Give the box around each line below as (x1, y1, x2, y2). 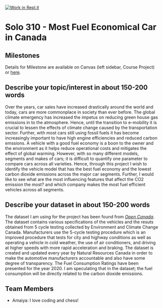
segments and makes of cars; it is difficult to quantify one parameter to (5, 156, 148, 162)
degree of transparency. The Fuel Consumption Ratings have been (5, 260, 139, 266)
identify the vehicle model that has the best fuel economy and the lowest (5, 166, 151, 172)
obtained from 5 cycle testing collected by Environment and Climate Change (5, 224, 159, 230)
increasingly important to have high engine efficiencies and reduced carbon (5, 135, 158, 141)
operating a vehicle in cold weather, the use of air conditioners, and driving (5, 239, 156, 245)
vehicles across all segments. (5, 186, 64, 192)
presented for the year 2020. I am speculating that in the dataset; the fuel (5, 265, 153, 271)
